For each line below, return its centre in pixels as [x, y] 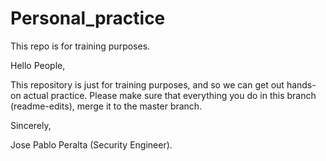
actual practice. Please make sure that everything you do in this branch [170, 95]
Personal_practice [88, 18]
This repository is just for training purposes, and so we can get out [147, 84]
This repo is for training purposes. [80, 46]
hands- [301, 84]
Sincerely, [31, 125]
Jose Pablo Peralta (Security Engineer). [91, 144]
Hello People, [38, 65]
